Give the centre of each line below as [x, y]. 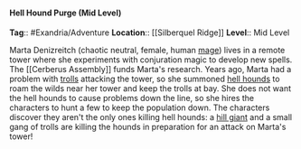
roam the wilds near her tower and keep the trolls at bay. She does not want [150, 88]
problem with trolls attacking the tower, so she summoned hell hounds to [145, 79]
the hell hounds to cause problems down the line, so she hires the [132, 98]
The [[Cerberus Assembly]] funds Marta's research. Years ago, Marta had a [150, 70]
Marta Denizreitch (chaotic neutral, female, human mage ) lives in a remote [147, 51]
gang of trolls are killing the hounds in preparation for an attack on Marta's [148, 127]
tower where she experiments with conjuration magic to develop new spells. [151, 60]
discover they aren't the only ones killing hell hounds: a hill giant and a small [151, 117]
